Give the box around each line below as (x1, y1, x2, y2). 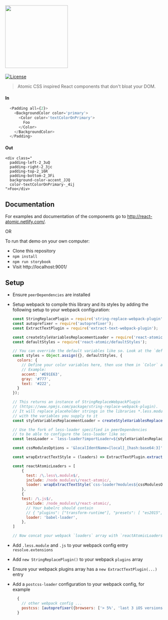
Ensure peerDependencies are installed (12, 292, 90, 298)
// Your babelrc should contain (25, 505, 93, 511)
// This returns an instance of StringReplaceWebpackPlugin (12, 399, 140, 404)
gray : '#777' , (21, 376, 51, 381)
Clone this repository (12, 248, 56, 254)
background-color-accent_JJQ (9, 178, 70, 183)
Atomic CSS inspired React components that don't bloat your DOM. (17, 83, 156, 89)
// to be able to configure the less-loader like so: (12, 432, 127, 437)
